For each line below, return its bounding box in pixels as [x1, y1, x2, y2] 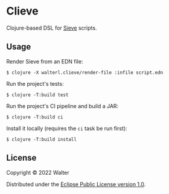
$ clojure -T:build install [6, 136, 77, 143]
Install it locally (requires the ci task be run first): [6, 124, 128, 132]
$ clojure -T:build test [6, 92, 69, 98]
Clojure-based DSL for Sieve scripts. [6, 24, 97, 31]
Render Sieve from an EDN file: [6, 57, 83, 65]
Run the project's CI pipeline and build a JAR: [6, 102, 119, 109]
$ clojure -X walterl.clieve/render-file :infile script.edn [6, 70, 164, 76]
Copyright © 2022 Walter [6, 169, 69, 176]
